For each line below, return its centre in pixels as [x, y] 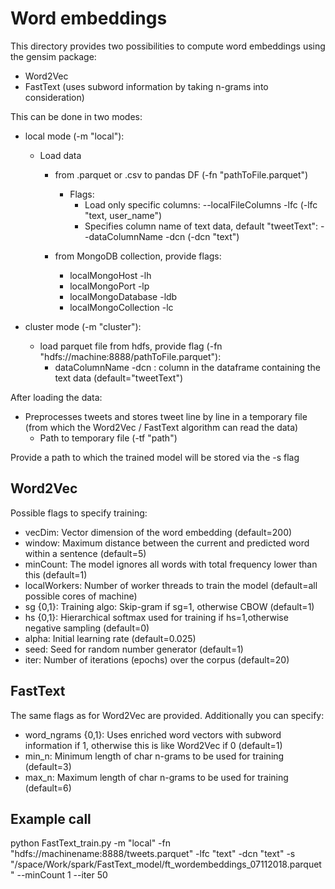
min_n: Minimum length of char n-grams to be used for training [154, 756]
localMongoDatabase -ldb [123, 296]
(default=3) [48, 766]
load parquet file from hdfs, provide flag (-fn [131, 346]
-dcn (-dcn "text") [202, 236]
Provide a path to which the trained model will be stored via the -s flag [155, 457]
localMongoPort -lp [109, 286]
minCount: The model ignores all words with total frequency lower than [171, 564]
